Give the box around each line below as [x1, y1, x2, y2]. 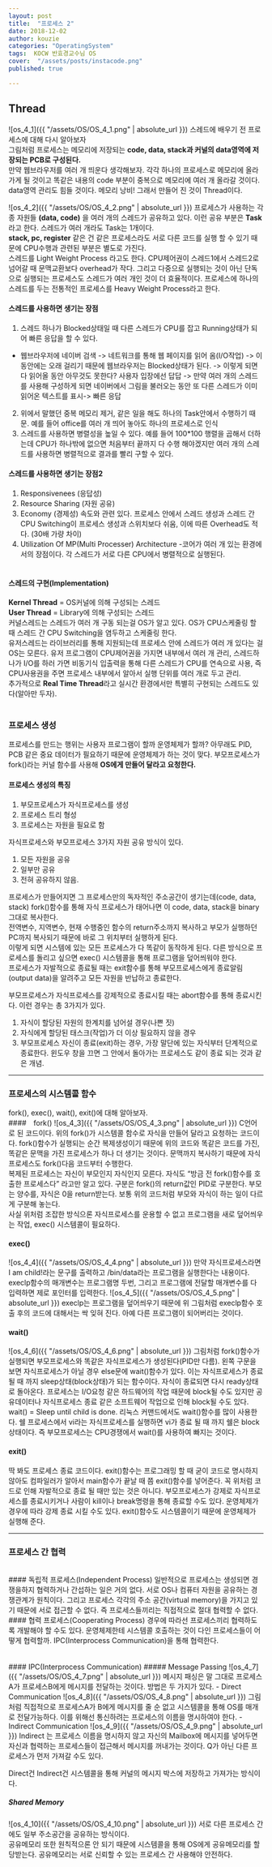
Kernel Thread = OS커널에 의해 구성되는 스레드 [8, 598, 160, 607]
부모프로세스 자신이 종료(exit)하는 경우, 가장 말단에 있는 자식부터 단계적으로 [19, 1037, 258, 1047]
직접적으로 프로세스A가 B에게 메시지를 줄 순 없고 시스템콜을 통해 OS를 [23, 1702, 244, 1711]
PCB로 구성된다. [29, 155, 82, 165]
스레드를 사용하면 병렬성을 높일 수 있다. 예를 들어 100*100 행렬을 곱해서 [19, 428, 246, 438]
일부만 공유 [19, 865, 56, 874]
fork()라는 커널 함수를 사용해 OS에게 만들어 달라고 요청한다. [8, 760, 197, 770]
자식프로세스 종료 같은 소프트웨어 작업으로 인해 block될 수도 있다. [43, 1397, 249, 1407]
